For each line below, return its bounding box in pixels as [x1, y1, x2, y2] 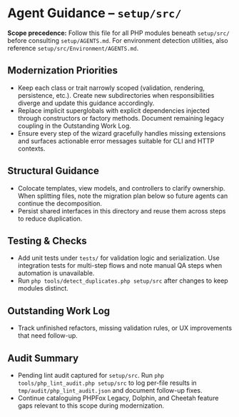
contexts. [17, 144, 46, 153]
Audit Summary [7, 352, 79, 364]
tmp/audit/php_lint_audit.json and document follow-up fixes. [17, 386, 203, 394]
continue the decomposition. [17, 199, 102, 208]
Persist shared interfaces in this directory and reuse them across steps [17, 206, 226, 215]
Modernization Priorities [7, 64, 118, 76]
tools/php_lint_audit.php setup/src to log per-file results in [17, 378, 198, 387]
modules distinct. [17, 284, 69, 293]
